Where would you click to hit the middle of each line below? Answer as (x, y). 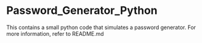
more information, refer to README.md (55, 33)
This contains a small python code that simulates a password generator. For (101, 27)
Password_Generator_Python (82, 11)
